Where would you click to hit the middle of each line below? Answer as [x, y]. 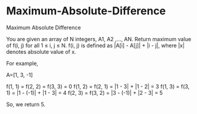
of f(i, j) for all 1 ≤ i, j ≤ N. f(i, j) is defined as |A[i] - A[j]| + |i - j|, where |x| [96, 45]
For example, [22, 63]
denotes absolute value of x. [41, 51]
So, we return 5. [26, 104]
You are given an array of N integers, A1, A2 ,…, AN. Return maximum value [99, 39]
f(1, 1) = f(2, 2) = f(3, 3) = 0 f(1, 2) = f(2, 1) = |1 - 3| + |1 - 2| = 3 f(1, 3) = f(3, [98, 86]
